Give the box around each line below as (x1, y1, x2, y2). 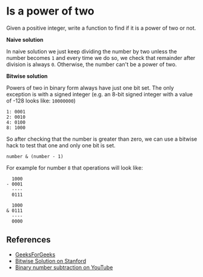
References (6, 235, 51, 245)
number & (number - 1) (6, 153, 64, 159)
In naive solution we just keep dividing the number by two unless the (6, 47, 178, 55)
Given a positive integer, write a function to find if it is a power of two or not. (6, 24, 196, 32)
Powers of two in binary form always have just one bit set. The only (6, 84, 175, 92)
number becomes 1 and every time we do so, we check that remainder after (6, 54, 196, 61)
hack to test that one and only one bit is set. (6, 141, 116, 149)
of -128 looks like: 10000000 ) (6, 97, 76, 104)
